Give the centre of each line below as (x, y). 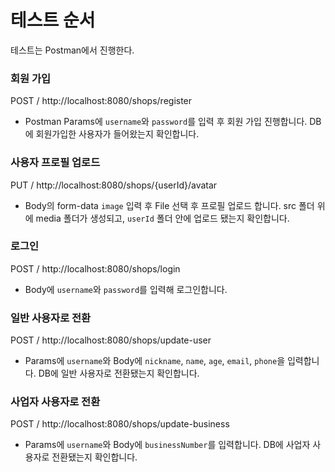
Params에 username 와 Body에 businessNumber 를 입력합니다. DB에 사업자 (167, 445)
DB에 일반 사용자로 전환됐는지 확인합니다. (119, 373)
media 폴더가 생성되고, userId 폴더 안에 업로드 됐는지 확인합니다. (162, 218)
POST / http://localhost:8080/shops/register (101, 101)
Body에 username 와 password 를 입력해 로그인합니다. (126, 289)
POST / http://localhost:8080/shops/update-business (120, 424)
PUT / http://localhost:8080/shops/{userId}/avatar (114, 185)
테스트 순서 (53, 20)
